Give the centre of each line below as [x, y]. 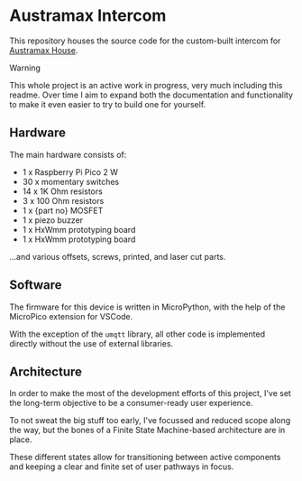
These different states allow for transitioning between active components [145, 458]
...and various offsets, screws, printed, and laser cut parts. [118, 256]
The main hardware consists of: [68, 154]
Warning [25, 68]
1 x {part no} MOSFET [63, 210]
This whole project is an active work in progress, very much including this [146, 85]
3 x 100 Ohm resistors [63, 200]
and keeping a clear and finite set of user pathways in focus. [122, 467]
